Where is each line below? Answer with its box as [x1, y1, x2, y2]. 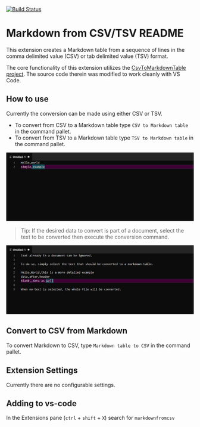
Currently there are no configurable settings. [6, 381, 115, 388]
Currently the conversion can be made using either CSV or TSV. [6, 110, 162, 117]
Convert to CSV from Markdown [6, 326, 128, 336]
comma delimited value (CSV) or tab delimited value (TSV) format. [6, 52, 168, 60]
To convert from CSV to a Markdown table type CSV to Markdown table [14, 121, 189, 128]
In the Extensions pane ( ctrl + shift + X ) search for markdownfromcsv [6, 414, 175, 422]
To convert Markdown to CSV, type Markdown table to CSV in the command [6, 342, 190, 349]
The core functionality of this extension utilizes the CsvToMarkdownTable [6, 64, 186, 71]
